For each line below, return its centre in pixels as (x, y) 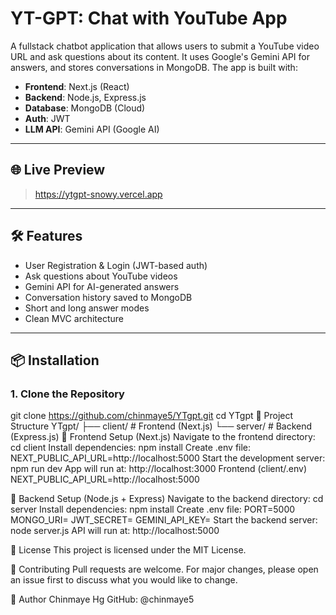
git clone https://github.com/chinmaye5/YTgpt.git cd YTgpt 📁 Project (152, 416)
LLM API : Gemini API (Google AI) (92, 129)
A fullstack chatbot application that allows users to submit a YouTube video (165, 46)
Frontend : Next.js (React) (77, 86)
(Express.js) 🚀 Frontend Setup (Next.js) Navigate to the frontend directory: (163, 437)
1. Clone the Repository (67, 394)
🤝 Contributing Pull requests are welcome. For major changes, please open (164, 569)
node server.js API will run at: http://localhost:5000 (115, 531)
